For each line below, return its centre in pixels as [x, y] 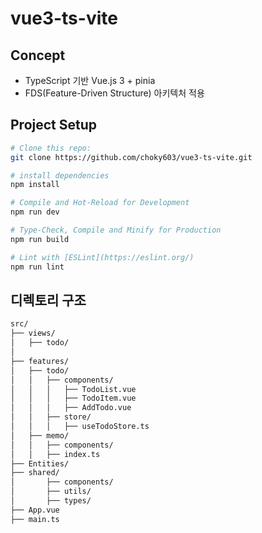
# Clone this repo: [51, 148]
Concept [38, 55]
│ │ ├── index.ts [55, 454]
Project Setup [54, 125]
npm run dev [35, 212]
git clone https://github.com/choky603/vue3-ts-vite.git [131, 157]
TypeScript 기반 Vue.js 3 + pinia [90, 80]
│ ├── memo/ [40, 435]
